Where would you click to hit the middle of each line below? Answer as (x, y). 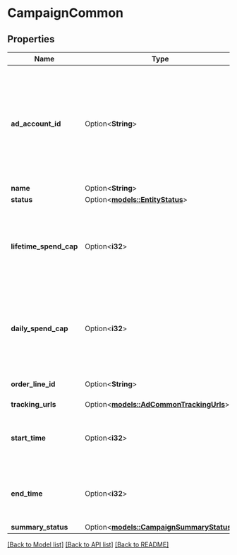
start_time (28, 438)
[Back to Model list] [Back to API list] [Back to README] (88, 544)
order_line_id (33, 384)
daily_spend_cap (39, 328)
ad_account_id (36, 124)
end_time (27, 494)
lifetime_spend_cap (44, 246)
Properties (31, 39)
